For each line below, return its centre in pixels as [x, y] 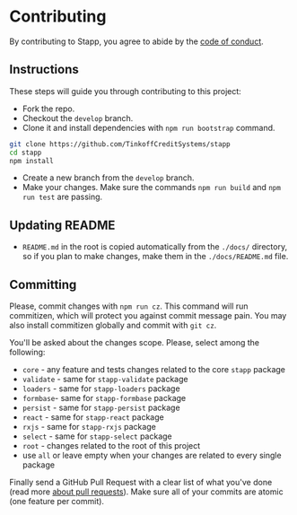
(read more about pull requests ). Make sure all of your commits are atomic [147, 492]
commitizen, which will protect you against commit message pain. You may [148, 315]
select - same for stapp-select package [97, 436]
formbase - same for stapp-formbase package [104, 398]
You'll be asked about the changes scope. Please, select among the [135, 342]
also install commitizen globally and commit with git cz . [113, 325]
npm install [31, 161]
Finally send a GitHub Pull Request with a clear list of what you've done [141, 482]
